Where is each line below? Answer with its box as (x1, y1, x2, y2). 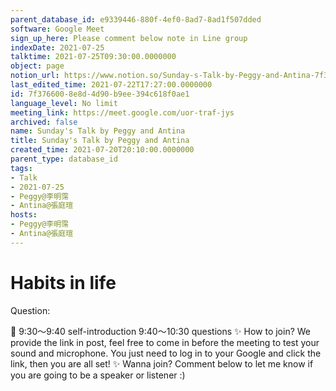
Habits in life (10, 271, 117, 294)
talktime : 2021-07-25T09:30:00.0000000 (10, 52, 177, 62)
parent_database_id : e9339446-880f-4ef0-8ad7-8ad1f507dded (10, 14, 262, 25)
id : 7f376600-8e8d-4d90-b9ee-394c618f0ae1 (10, 89, 190, 99)
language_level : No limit (10, 98, 118, 108)
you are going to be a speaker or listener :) (10, 369, 186, 381)
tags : (10, 163, 33, 173)
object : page (10, 61, 65, 71)
